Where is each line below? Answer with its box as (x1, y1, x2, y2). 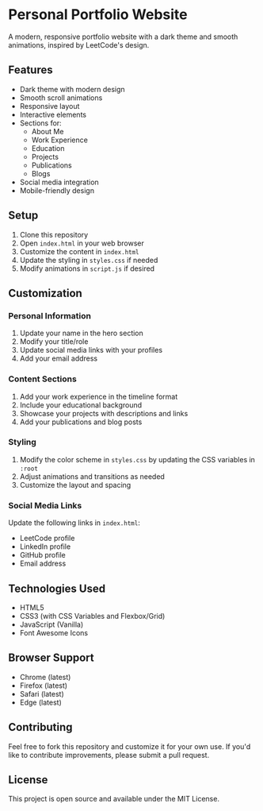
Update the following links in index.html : (8, 518, 140, 527)
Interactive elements (19, 110, 87, 119)
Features (8, 64, 53, 77)
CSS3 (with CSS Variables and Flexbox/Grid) (19, 611, 166, 620)
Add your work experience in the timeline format (19, 392, 178, 401)
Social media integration (19, 177, 99, 187)
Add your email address (19, 353, 98, 363)
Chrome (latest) (19, 672, 71, 682)
